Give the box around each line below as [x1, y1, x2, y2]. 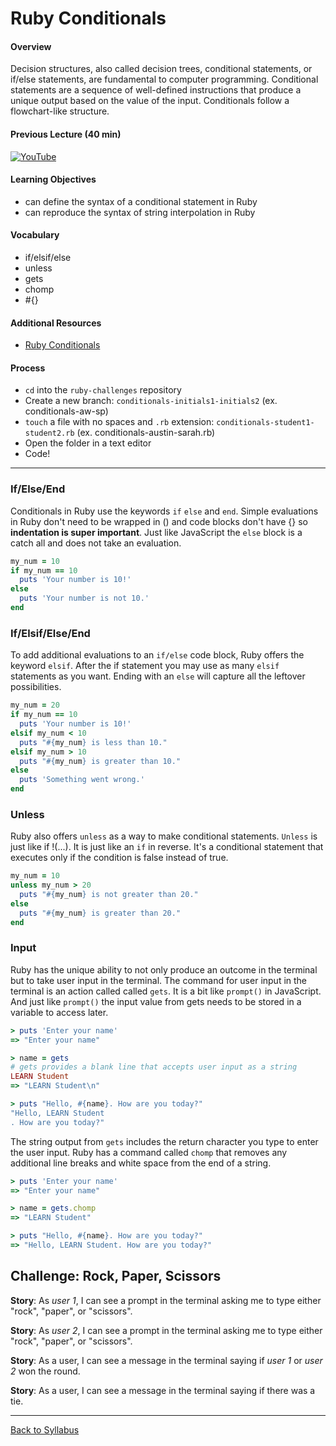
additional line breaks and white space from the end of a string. [10, 1157, 272, 1169]
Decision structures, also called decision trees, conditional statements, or [10, 63, 313, 75]
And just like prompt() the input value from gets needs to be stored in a [10, 995, 302, 1007]
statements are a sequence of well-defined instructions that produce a [10, 84, 302, 96]
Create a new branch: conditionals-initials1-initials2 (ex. [24, 395, 278, 407]
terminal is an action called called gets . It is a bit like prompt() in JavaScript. [10, 985, 322, 997]
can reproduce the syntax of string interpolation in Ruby [24, 206, 256, 218]
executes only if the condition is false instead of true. [10, 852, 229, 864]
